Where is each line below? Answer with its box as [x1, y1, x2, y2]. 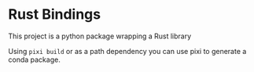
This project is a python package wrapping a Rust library [8, 31, 192, 41]
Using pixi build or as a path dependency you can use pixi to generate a [8, 46, 247, 56]
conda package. [8, 55, 61, 64]
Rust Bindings [8, 5, 101, 23]
